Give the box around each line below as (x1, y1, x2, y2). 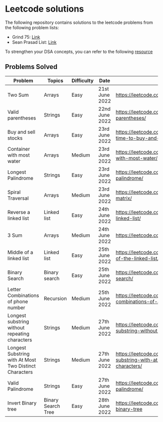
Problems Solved (5, 63, 58, 71)
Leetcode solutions (5, 3, 84, 15)
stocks (7, 135, 23, 141)
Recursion (44, 295, 67, 302)
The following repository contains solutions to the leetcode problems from (5, 19, 153, 25)
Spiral (7, 189, 21, 195)
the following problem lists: (5, 24, 59, 30)
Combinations (7, 292, 40, 299)
